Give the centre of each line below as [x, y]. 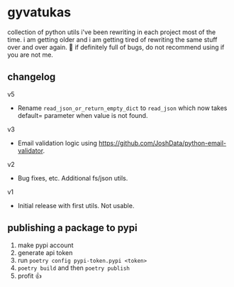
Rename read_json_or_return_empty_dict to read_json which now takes [122, 108]
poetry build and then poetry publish [73, 268]
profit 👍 [29, 276]
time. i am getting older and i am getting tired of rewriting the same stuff [112, 39]
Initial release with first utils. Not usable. [76, 205]
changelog [32, 77]
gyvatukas [39, 12]
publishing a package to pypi [72, 228]
